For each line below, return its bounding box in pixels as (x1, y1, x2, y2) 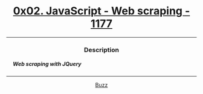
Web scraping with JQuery (13, 60, 82, 68)
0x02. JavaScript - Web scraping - (13, 4, 190, 18)
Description (83, 46, 120, 54)
